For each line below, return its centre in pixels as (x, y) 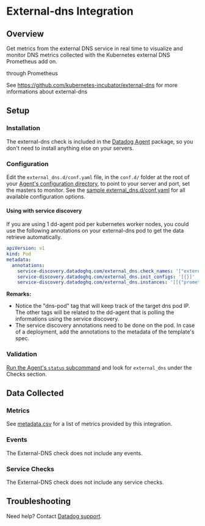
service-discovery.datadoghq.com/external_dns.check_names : (95, 271)
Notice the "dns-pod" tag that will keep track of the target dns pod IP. (103, 306)
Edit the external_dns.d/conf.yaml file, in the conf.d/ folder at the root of (98, 177)
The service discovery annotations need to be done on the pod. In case (105, 326)
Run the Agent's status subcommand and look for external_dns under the (99, 367)
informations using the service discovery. (67, 319)
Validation (22, 354)
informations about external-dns (47, 92)
